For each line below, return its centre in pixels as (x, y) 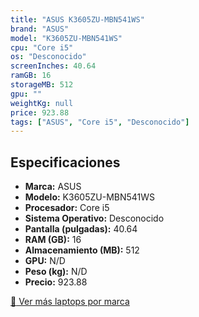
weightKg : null (42, 103)
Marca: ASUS (53, 187)
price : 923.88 (40, 112)
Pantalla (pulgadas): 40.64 (81, 229)
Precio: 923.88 (56, 282)
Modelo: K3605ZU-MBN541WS (90, 197)
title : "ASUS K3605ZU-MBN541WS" (77, 19)
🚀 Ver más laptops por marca (70, 302)
